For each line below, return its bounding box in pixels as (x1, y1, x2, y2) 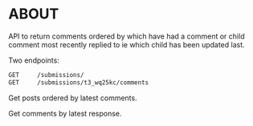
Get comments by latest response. (8, 108, 122, 118)
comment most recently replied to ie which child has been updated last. (8, 39, 245, 49)
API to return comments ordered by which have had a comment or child (8, 31, 245, 41)
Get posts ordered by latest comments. (8, 93, 138, 103)
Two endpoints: (8, 55, 60, 65)
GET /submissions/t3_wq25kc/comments (8, 78, 149, 87)
